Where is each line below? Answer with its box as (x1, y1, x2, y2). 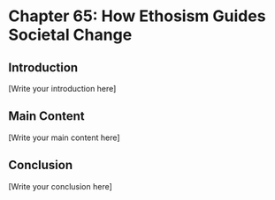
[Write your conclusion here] (8, 181, 112, 191)
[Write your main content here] (8, 132, 120, 143)
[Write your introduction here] (8, 84, 117, 93)
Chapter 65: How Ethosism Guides (8, 6, 266, 26)
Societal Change (8, 25, 133, 45)
